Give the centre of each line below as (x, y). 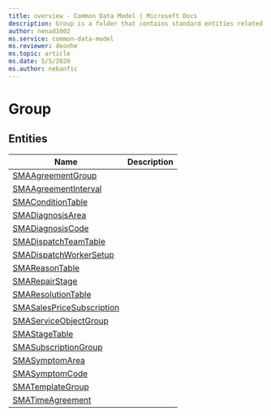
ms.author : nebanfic (43, 69)
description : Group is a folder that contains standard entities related (136, 24)
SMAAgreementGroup (55, 175)
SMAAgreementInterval (57, 188)
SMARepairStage (45, 281)
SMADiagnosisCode (51, 228)
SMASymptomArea (49, 360)
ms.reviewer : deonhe (43, 46)
